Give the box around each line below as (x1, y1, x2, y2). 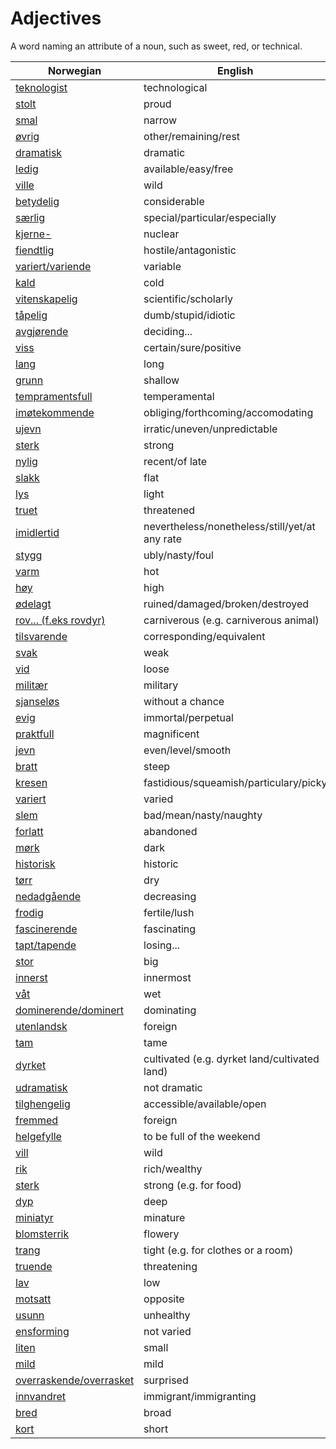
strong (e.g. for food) (143, 1178, 243, 1192)
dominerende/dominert (15, 1003, 125, 1017)
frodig (15, 905, 44, 919)
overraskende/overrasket (15, 1373, 135, 1387)
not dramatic (143, 1080, 203, 1094)
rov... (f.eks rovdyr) (15, 613, 106, 627)
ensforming (15, 1324, 70, 1338)
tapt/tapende (15, 938, 77, 952)
